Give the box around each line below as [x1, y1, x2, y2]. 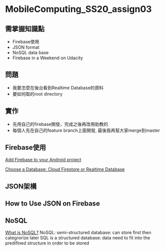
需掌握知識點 [5, 24, 45, 33]
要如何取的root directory [12, 91, 63, 97]
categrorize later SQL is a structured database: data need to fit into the [5, 235, 151, 241]
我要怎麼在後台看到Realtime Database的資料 [12, 85, 104, 91]
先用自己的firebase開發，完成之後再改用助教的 [12, 121, 108, 127]
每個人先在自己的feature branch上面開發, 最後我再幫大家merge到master [12, 127, 161, 133]
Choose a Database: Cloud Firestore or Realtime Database [5, 166, 125, 172]
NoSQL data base [12, 50, 49, 55]
